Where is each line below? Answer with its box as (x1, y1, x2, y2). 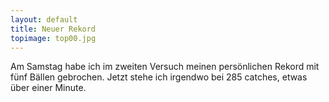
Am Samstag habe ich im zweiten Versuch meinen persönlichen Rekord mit (10, 61, 320, 73)
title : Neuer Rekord (10, 24, 97, 34)
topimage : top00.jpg (10, 33, 97, 43)
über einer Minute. (10, 82, 87, 94)
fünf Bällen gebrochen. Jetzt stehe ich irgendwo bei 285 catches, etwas (10, 71, 308, 83)
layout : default (10, 14, 78, 25)
